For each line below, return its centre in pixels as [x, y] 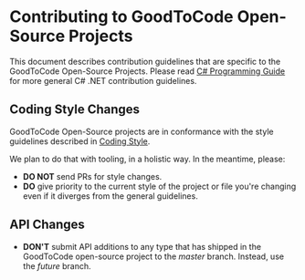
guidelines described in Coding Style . [80, 141]
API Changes [47, 225]
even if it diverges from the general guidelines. [110, 196]
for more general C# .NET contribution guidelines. [103, 80]
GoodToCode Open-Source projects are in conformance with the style [142, 131]
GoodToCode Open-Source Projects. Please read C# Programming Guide [147, 71]
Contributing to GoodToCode [122, 17]
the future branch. [57, 265]
